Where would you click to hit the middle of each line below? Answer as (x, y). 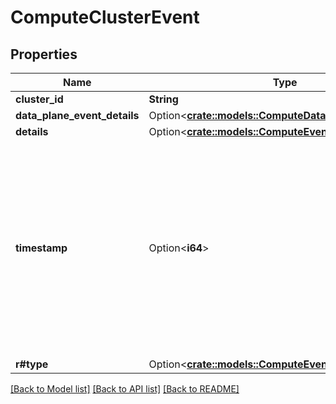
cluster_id (39, 99)
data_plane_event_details (77, 115)
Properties (44, 54)
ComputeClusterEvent (105, 17)
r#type (32, 364)
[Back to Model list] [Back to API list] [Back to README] (125, 389)
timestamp (41, 248)
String (163, 99)
